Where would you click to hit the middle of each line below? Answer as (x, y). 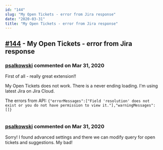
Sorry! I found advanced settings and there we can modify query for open (80, 137)
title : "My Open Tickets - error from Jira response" (62, 24)
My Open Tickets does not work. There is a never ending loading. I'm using (81, 86)
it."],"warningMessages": (129, 105)
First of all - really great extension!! (41, 76)
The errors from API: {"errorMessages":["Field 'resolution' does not (77, 100)
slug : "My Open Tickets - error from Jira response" (61, 14)
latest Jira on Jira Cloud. (30, 91)
